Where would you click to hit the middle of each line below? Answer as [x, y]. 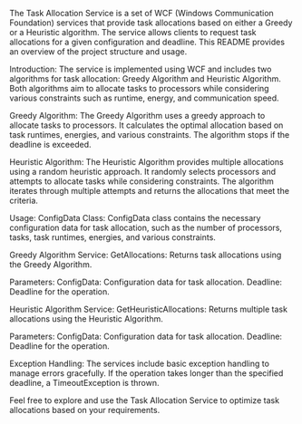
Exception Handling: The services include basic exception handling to [140, 363]
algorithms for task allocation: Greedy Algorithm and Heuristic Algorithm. [145, 79]
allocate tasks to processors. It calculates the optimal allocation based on [146, 125]
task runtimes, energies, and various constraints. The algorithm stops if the [150, 135]
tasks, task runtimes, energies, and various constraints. [112, 237]
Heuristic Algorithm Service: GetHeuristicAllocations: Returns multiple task [149, 309]
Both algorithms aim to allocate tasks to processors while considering [139, 88]
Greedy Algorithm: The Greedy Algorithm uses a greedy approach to [137, 116]
